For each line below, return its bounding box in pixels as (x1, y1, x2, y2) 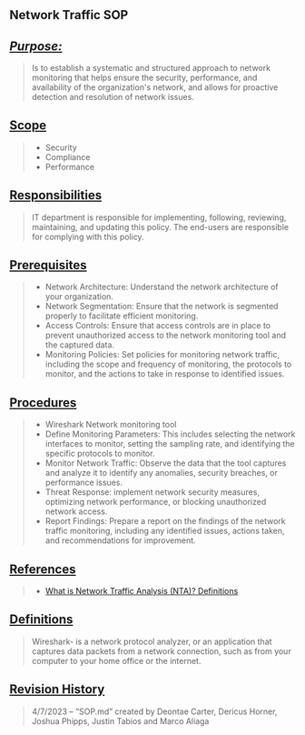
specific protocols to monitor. (44, 448, 155, 459)
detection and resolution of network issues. (31, 92, 195, 102)
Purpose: (9, 38, 63, 54)
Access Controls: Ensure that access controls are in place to (44, 320, 271, 331)
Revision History (9, 681, 105, 698)
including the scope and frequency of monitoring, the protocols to (44, 358, 292, 370)
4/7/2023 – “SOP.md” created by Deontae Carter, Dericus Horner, (31, 706, 278, 717)
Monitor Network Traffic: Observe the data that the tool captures (44, 458, 287, 468)
